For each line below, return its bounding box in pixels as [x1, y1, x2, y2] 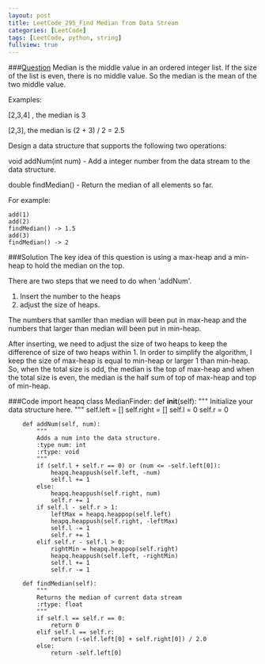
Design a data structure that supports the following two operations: [8, 141, 227, 151]
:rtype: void [36, 448, 80, 456]
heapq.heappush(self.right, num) [50, 490, 161, 498]
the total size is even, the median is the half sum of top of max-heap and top [8, 373, 257, 383]
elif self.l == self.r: [36, 628, 115, 636]
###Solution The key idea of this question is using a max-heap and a [8, 253, 233, 262]
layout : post [8, 11, 51, 20]
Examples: [8, 95, 42, 105]
